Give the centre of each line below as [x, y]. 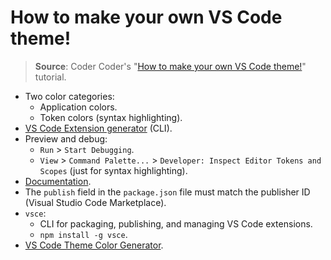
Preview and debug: [66, 138]
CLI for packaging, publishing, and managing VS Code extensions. [176, 223]
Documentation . [58, 181]
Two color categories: [69, 96]
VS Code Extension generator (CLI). [98, 128]
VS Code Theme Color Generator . [94, 245]
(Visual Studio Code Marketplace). [95, 202]
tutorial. [50, 77]
